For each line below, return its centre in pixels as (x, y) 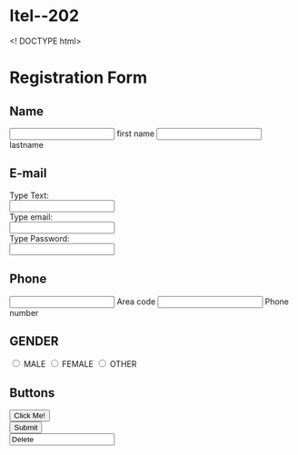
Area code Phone (203, 302)
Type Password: (40, 238)
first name (136, 134)
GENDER (34, 341)
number (24, 312)
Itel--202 (45, 16)
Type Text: (30, 195)
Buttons (32, 393)
